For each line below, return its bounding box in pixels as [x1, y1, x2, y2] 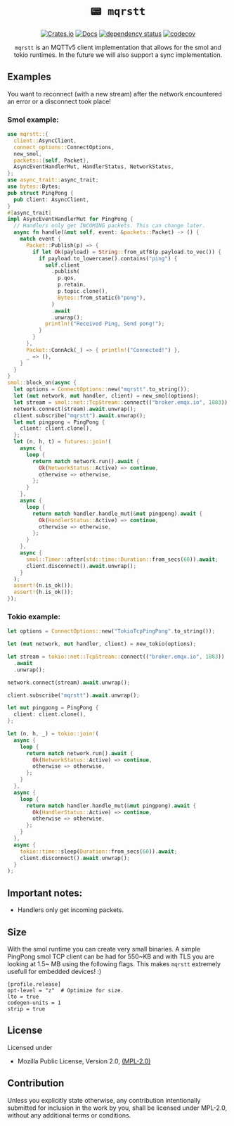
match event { [20, 236, 61, 243]
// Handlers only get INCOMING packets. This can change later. [13, 222, 206, 229]
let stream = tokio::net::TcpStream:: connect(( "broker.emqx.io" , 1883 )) [7, 653, 225, 661]
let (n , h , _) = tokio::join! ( [7, 730, 99, 738]
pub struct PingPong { [7, 189, 74, 196]
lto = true [7, 993, 39, 1000]
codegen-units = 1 [7, 999, 61, 1006]
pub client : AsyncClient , [13, 196, 90, 203]
